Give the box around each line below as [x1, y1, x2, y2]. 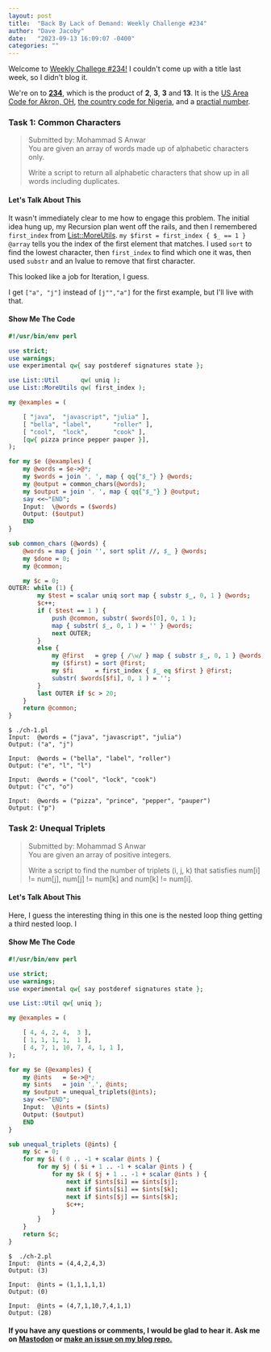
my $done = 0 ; [23, 555, 70, 563]
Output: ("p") [8, 804, 56, 812]
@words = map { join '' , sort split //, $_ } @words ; [23, 546, 207, 555]
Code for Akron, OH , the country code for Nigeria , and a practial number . [8, 97, 251, 107]
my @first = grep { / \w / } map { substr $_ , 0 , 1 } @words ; [51, 651, 265, 660]
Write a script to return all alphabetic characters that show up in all [27, 168, 250, 178]
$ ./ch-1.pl [8, 726, 48, 735]
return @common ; [23, 704, 78, 713]
